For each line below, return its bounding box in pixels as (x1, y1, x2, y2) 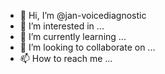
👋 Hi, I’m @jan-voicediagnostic (19, 10, 147, 21)
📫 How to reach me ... (19, 53, 113, 64)
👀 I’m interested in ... (19, 20, 105, 32)
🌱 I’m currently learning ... (19, 31, 127, 42)
